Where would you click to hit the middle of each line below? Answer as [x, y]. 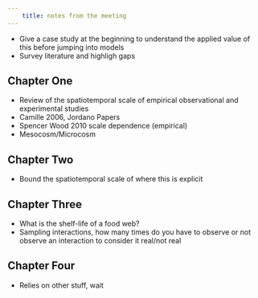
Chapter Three [45, 204]
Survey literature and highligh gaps [77, 55]
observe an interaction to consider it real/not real [100, 241]
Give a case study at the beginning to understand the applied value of [135, 39]
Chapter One [40, 81]
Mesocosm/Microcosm [57, 134]
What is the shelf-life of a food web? [79, 224]
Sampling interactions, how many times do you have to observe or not [135, 232]
